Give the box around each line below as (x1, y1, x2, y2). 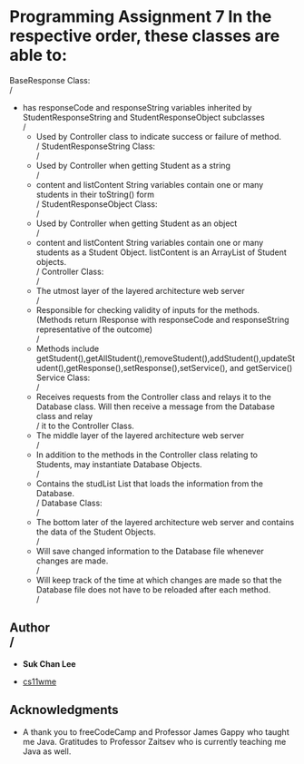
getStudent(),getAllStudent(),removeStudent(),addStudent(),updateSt (35, 352, 296, 364)
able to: (9, 45, 68, 65)
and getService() (230, 362, 293, 373)
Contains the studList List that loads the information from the (35, 478, 263, 489)
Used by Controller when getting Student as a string (35, 160, 231, 171)
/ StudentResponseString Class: (35, 141, 156, 152)
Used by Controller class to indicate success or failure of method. (35, 131, 282, 142)
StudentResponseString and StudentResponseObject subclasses (22, 112, 265, 122)
